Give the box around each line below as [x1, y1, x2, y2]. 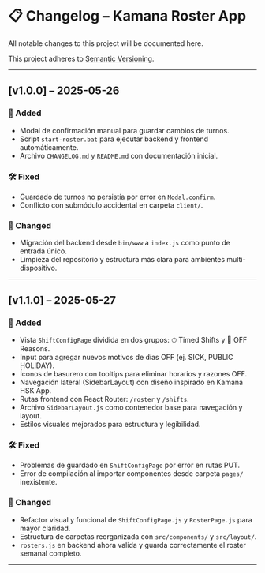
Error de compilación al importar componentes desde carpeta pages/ [19, 469, 244, 478]
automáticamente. [19, 142, 79, 152]
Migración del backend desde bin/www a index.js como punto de [19, 238, 231, 248]
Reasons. [19, 343, 50, 353]
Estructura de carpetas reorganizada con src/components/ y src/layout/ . [19, 531, 257, 541]
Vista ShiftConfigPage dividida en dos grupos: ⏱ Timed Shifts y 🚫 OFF [19, 335, 248, 344]
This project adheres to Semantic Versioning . [8, 54, 155, 63]
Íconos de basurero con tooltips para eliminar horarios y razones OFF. [19, 369, 248, 378]
